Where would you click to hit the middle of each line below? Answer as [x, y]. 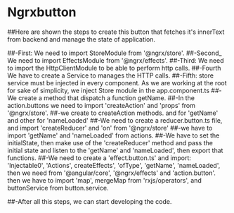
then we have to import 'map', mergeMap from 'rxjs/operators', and [104, 180]
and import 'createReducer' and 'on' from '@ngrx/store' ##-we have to [110, 128]
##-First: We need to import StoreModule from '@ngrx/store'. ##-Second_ [115, 53]
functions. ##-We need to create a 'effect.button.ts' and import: [99, 158]
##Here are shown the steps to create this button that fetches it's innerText [116, 32]
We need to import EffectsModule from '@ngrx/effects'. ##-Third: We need [116, 60]
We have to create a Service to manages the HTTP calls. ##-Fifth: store [111, 75]
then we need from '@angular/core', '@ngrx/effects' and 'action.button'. [112, 173]
